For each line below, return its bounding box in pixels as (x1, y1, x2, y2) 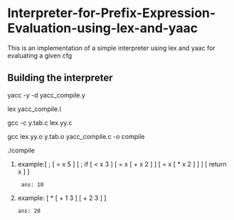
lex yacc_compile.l (7, 105, 62, 113)
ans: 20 (17, 207, 41, 214)
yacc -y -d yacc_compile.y (7, 90, 85, 99)
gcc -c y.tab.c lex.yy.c (7, 118, 73, 127)
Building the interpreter (7, 72, 113, 84)
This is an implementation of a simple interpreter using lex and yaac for (7, 43, 216, 52)
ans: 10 (21, 181, 44, 188)
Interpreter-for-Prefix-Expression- (7, 5, 216, 21)
